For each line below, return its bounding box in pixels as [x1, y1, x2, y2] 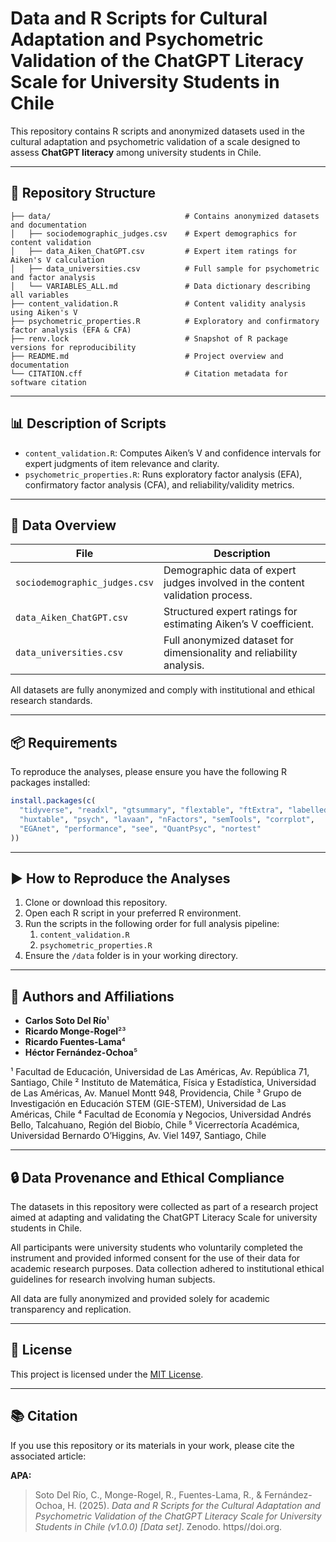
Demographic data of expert [163, 563, 297, 577]
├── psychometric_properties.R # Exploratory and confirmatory [10, 316, 320, 326]
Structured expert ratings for [163, 605, 298, 619]
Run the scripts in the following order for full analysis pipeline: [24, 918, 280, 930]
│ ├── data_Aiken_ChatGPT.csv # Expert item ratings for [10, 246, 298, 256]
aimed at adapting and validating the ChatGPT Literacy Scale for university [10, 1212, 318, 1223]
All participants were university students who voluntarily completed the [10, 1242, 303, 1253]
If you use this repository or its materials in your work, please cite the [10, 1439, 295, 1451]
